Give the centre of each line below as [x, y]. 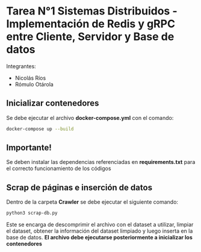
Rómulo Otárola [34, 84]
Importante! [29, 148]
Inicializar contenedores [53, 103]
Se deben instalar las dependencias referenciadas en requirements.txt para [101, 162]
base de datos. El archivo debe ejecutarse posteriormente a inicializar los [99, 238]
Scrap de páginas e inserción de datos [79, 187]
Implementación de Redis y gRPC [91, 24]
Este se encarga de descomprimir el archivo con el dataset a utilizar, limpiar [100, 225]
